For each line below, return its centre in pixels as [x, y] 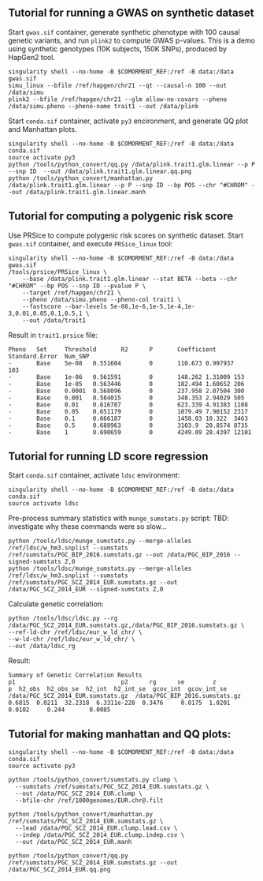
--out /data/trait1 [54, 320]
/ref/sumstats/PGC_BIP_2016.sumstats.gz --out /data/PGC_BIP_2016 [119, 555]
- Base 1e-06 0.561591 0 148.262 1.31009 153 [126, 377]
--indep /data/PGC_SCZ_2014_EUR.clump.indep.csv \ [100, 835]
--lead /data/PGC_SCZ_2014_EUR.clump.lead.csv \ [96, 828]
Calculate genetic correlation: [56, 604]
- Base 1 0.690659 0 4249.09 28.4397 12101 [130, 432]
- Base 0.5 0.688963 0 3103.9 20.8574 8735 [128, 426]
